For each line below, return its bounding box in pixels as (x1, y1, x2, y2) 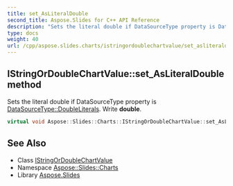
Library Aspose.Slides (17, 171, 80, 179)
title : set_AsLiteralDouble (7, 10, 89, 17)
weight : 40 (7, 36, 39, 43)
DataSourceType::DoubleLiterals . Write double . (7, 105, 142, 113)
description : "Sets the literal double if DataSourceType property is (7, 23, 216, 30)
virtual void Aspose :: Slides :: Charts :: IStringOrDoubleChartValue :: (7, 118, 207, 125)
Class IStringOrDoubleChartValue (17, 155, 113, 164)
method (7, 79, 42, 91)
